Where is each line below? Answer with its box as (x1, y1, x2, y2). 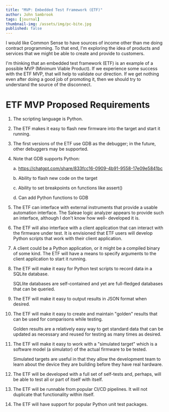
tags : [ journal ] (6, 17, 40, 22)
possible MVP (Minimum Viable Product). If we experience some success (6, 66, 158, 72)
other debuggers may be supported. (13, 146, 89, 152)
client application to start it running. (13, 256, 87, 262)
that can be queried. (13, 286, 55, 292)
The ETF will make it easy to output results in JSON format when (13, 296, 147, 302)
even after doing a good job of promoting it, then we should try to (6, 76, 141, 82)
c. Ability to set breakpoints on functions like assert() (13, 185, 123, 191)
